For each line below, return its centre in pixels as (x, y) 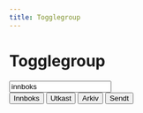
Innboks (26, 98)
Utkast (61, 98)
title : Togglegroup (45, 17)
